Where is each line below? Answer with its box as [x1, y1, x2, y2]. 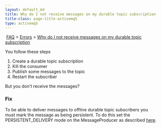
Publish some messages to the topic [12, 69, 85, 75]
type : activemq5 [5, 21, 38, 26]
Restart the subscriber [12, 74, 58, 80]
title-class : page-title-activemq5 [5, 16, 78, 21]
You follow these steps [5, 49, 51, 55]
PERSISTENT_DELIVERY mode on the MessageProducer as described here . [5, 117, 157, 123]
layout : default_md [5, 7, 45, 12]
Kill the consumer [12, 64, 48, 69]
